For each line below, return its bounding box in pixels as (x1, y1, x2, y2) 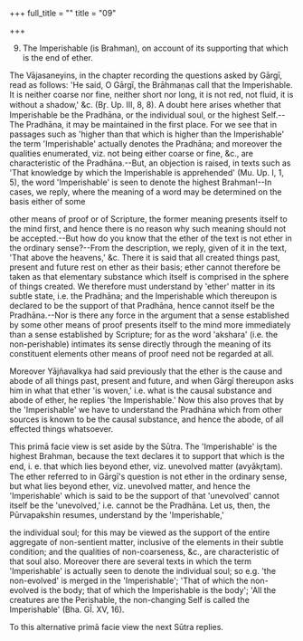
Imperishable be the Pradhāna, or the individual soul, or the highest (9, 110, 260, 120)
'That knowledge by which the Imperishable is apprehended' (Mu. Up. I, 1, (9, 167, 285, 177)
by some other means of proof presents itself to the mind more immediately (9, 320, 291, 330)
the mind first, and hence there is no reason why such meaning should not (9, 224, 287, 234)
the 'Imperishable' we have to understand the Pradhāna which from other (9, 405, 282, 415)
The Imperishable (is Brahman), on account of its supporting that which (22, 43, 289, 53)
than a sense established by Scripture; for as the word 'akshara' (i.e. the (9, 330, 279, 340)
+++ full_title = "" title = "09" (9, 8, 117, 18)
